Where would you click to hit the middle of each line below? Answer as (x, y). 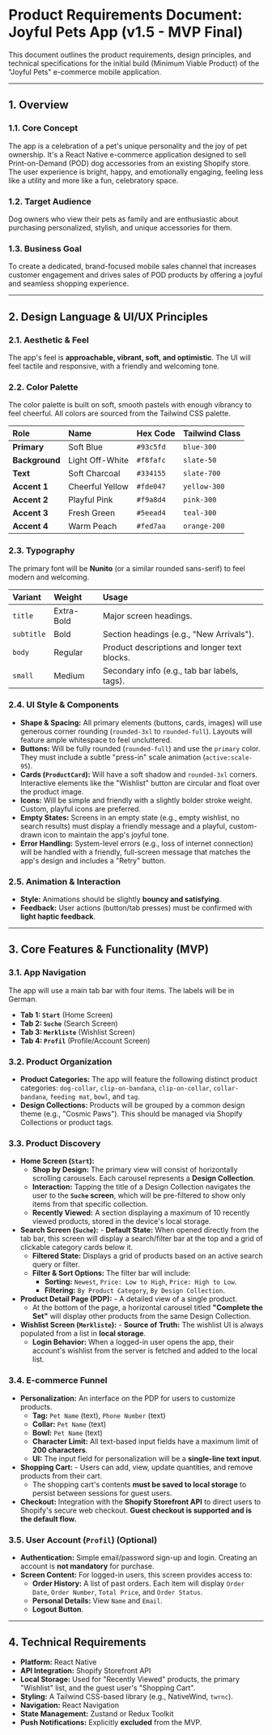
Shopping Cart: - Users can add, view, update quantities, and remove (136, 1467)
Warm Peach (93, 527)
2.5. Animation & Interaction (65, 881)
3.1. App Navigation (47, 973)
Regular (68, 652)
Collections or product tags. (66, 1122)
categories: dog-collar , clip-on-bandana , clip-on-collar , (116, 1088)
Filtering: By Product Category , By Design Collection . (134, 1290)
